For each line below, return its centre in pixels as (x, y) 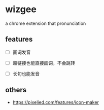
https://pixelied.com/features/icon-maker (56, 102)
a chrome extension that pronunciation (46, 23)
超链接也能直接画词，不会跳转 (44, 63)
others (16, 90)
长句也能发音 (26, 74)
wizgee (21, 9)
